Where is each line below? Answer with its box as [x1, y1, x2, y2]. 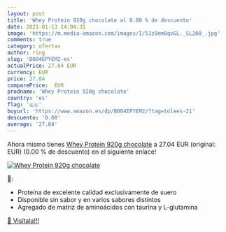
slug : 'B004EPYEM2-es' [7, 56, 73, 63]
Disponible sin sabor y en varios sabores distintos [17, 195, 161, 203]
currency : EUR [7, 68, 49, 75]
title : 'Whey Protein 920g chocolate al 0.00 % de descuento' [7, 17, 192, 24]
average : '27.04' [7, 120, 58, 128]
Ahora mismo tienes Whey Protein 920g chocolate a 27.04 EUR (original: [7, 140, 216, 148]
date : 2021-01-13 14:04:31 [7, 23, 86, 30]
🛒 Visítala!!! [7, 216, 40, 224]
